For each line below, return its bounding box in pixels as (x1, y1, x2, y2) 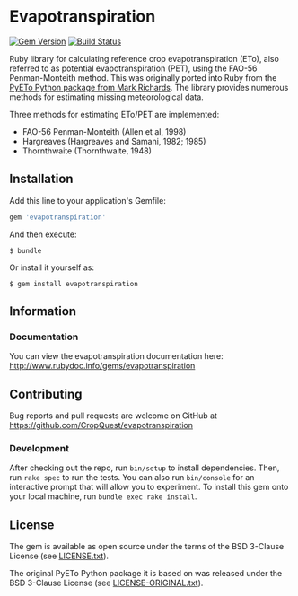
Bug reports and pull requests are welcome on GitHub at (9, 410, 218, 421)
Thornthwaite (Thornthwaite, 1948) (22, 145, 153, 156)
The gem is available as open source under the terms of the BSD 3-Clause (9, 541, 285, 552)
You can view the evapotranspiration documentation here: (9, 351, 224, 362)
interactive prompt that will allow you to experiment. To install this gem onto (9, 482, 289, 493)
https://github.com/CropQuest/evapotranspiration (9, 420, 193, 431)
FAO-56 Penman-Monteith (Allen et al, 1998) (22, 126, 187, 136)
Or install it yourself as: (9, 262, 94, 273)
